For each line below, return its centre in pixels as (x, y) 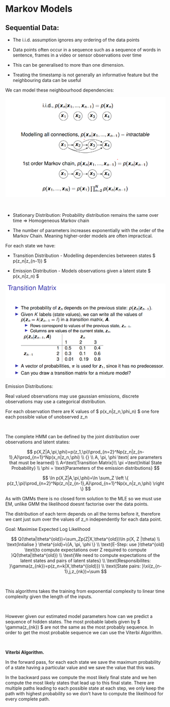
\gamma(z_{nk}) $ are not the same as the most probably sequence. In (79, 627)
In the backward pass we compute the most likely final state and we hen (81, 677)
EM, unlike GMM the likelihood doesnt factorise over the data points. (77, 504)
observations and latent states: (38, 442)
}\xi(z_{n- (152, 566)
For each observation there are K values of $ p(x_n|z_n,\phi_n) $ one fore (82, 412)
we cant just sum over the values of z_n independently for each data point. (83, 519)
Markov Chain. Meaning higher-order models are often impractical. (83, 236)
